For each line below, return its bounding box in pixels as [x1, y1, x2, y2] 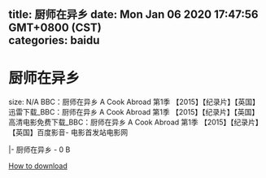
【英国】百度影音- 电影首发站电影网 [8, 128, 129, 137]
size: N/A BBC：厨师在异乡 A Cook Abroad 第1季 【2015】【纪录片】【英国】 [8, 97, 260, 107]
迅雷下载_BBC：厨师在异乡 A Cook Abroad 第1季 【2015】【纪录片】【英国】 [8, 107, 259, 117]
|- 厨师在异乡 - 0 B [8, 145, 71, 154]
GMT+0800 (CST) [8, 21, 102, 35]
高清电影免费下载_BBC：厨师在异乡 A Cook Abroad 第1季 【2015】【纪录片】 [8, 117, 263, 128]
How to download [8, 161, 68, 171]
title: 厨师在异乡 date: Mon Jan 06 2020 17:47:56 [8, 7, 259, 22]
